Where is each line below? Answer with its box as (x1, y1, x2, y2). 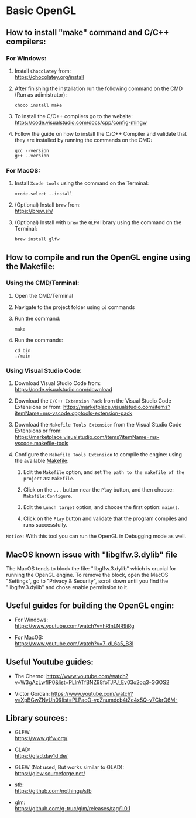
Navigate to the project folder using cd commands (14, 303, 135, 311)
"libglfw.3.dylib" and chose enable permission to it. (6, 583, 129, 590)
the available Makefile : (14, 458, 69, 465)
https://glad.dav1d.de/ (14, 752, 68, 759)
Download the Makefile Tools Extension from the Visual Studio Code (14, 421, 182, 428)
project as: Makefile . (23, 475, 75, 482)
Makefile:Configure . (23, 493, 73, 500)
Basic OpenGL (6, 4, 77, 18)
